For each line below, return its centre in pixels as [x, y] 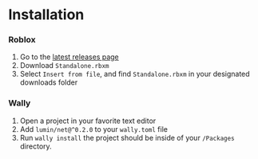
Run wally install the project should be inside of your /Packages [127, 137]
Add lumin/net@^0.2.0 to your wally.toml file [93, 129]
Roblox [22, 40]
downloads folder [49, 82]
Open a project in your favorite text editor [88, 121]
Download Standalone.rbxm [64, 66]
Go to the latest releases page [69, 57]
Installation [46, 15]
